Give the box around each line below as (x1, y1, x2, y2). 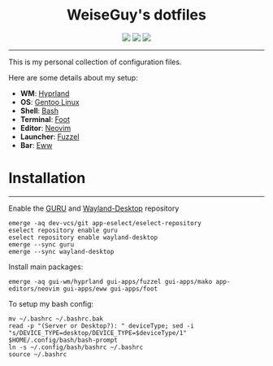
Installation (8, 169, 86, 188)
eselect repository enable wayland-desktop (8, 233, 158, 242)
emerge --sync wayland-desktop (8, 247, 115, 255)
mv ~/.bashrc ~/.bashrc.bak (8, 315, 104, 323)
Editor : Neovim (19, 123, 71, 133)
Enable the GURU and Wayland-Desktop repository (8, 203, 180, 213)
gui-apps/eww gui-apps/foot (63, 285, 158, 293)
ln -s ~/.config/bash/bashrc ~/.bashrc (8, 343, 144, 351)
